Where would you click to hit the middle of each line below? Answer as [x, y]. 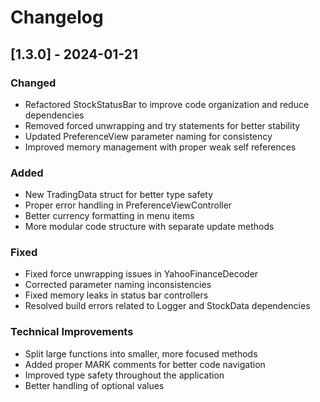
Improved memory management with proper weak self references [160, 147]
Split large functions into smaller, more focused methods [141, 353]
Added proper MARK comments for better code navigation [145, 364]
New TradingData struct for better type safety [119, 195]
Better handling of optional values [94, 385]
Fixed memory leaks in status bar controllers [116, 295]
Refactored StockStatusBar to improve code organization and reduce [167, 104]
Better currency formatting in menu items [109, 216]
